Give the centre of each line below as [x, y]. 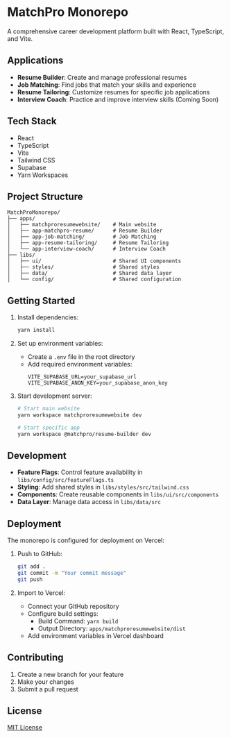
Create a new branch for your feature [70, 674]
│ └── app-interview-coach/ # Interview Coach [87, 249]
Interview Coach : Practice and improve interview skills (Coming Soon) [118, 99]
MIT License [25, 728]
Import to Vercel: [41, 593]
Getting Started [41, 300]
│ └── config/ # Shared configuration [94, 279]
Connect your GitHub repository [73, 606]
